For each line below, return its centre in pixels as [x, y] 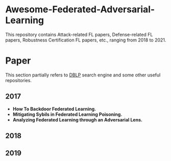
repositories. [19, 80]
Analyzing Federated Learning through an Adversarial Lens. [78, 119]
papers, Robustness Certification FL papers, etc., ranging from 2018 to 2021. [86, 40]
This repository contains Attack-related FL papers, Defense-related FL [79, 34]
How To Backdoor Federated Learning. [54, 109]
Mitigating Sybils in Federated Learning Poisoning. [67, 114]
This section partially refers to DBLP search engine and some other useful [83, 75]
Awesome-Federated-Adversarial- [80, 9]
